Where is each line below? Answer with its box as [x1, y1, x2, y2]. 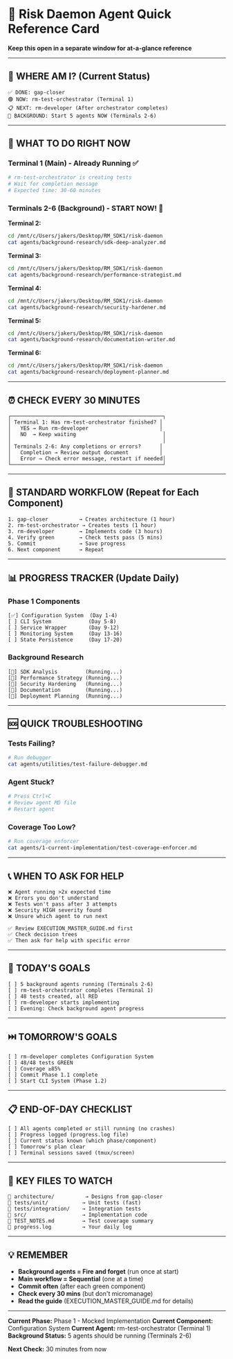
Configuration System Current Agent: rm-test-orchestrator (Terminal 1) [8, 1324, 212, 1332]
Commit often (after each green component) [17, 1282, 146, 1290]
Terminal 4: [8, 284, 42, 292]
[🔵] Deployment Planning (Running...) [8, 693, 123, 700]
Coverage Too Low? [8, 822, 76, 831]
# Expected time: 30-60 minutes [8, 187, 101, 194]
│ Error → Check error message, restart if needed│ [8, 455, 167, 462]
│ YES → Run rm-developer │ [8, 424, 163, 432]
